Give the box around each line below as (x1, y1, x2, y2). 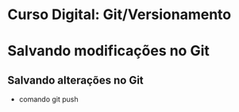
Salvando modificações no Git (7, 42, 210, 60)
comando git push (18, 95, 79, 104)
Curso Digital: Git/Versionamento (7, 6, 232, 24)
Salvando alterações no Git (7, 73, 144, 87)
